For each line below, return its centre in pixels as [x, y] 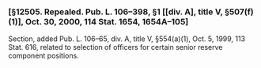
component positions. [43, 56]
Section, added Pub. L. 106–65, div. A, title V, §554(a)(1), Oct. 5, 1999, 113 [127, 39]
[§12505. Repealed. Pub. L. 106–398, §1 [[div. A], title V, [115, 12]
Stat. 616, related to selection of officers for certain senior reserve [115, 47]
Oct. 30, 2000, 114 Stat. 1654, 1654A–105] [107, 21]
